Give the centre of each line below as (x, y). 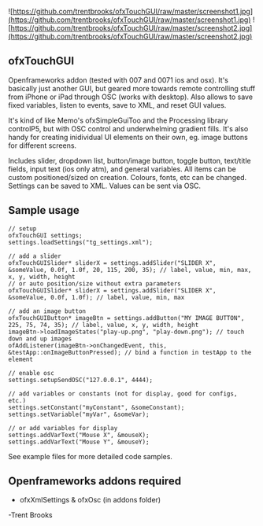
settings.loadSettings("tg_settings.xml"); (81, 242)
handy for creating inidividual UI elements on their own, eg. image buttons (128, 137)
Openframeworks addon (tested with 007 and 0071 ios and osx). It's (118, 80)
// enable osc (31, 373)
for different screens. (43, 145)
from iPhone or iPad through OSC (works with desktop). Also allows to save (131, 97)
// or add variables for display (63, 428)
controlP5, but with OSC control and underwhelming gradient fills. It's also (128, 128)
